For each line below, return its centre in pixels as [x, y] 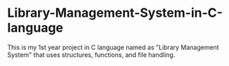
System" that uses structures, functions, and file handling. [91, 55]
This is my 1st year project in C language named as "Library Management [113, 47]
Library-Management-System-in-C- [115, 13]
